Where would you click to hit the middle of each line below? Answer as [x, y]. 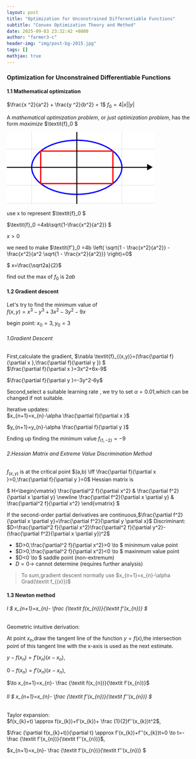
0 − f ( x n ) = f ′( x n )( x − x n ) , [36, 671]
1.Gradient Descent [30, 338]
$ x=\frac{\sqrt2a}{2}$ [34, 265]
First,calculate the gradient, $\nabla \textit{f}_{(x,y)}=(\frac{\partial [87, 356]
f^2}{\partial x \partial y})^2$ [76, 534]
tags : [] [17, 50]
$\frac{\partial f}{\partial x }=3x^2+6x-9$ [57, 369]
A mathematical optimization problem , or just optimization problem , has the [98, 117]
